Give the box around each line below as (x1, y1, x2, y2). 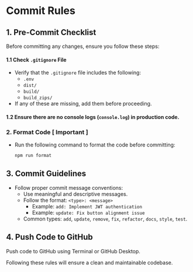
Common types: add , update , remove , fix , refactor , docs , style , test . (23, 215, 188, 222)
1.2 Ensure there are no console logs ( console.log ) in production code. (6, 113, 180, 120)
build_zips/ (23, 95, 53, 101)
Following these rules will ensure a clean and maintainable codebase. (6, 259, 173, 266)
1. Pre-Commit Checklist (6, 27, 96, 37)
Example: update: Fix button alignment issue (32, 209, 145, 216)
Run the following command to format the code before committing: (14, 141, 175, 148)
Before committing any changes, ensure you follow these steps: (6, 43, 160, 50)
